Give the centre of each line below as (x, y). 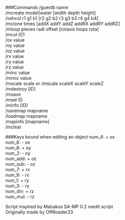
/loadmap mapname (26, 116)
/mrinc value (18, 78)
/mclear (14, 127)
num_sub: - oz (20, 164)
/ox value (15, 40)
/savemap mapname (27, 111)
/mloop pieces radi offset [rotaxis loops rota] (52, 29)
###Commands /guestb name (37, 7)
